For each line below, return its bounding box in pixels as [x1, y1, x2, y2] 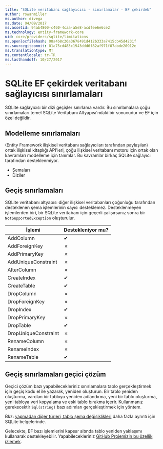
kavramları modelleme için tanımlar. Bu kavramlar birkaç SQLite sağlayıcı [5, 152, 151, 158]
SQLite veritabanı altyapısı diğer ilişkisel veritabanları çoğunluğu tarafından [5, 199, 155, 205]
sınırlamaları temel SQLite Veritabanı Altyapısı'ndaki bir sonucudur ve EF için [5, 110, 159, 116]
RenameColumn [7, 338, 44, 345]
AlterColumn [7, 266, 37, 273]
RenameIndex [7, 346, 39, 352]
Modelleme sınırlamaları [5, 129, 81, 137]
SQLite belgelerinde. [5, 418, 46, 425]
